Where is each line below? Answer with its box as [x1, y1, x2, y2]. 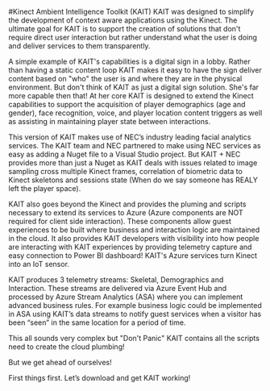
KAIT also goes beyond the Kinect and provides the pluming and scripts [8, 199, 247, 209]
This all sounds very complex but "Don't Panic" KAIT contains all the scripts [8, 334, 260, 343]
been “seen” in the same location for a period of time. [8, 318, 186, 327]
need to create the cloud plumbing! [8, 342, 125, 351]
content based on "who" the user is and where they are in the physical [8, 74, 243, 83]
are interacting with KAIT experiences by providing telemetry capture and [8, 242, 252, 252]
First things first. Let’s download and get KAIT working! [8, 373, 191, 382]
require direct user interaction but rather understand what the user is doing [8, 32, 258, 42]
